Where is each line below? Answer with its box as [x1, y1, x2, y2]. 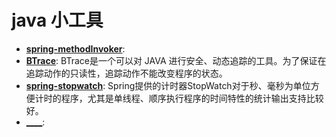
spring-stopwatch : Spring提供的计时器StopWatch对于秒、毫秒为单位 [25, 79, 311, 91]
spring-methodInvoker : [25, 42, 126, 55]
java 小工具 [11, 9, 104, 32]
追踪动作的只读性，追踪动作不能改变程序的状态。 [25, 67, 228, 79]
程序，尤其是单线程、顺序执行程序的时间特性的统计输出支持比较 [60, 92, 324, 104]
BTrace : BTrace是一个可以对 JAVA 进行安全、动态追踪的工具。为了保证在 [25, 54, 327, 66]
